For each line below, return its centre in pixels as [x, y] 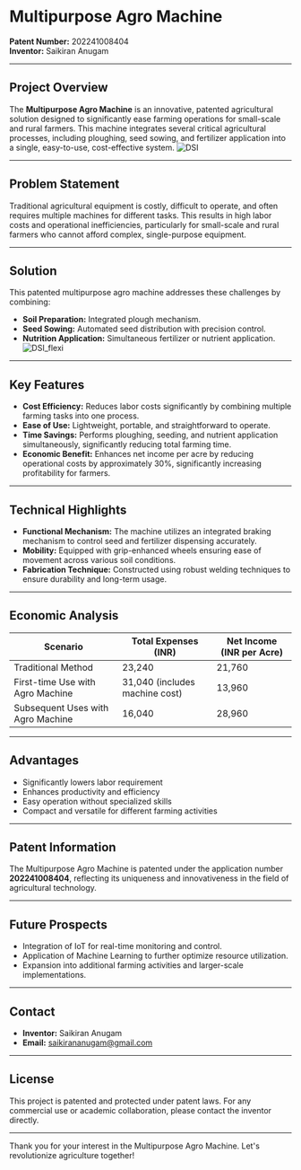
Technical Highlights [68, 510]
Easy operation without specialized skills [97, 801]
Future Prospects [58, 924]
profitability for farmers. [66, 473]
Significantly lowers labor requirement [92, 782]
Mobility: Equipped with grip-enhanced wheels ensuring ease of [142, 550]
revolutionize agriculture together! [72, 1155]
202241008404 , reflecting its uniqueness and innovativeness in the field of [149, 878]
